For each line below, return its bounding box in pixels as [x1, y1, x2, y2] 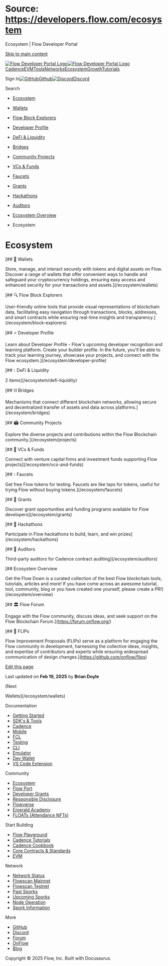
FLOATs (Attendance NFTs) [12, 812, 69, 818]
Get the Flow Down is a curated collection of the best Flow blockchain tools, [5, 575, 162, 581]
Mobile [12, 728, 27, 735]
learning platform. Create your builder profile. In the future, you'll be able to [5, 347, 160, 353]
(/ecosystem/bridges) [5, 410, 50, 416]
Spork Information [12, 904, 50, 911]
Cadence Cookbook [12, 842, 54, 848]
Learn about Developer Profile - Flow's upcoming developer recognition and [5, 341, 163, 347]
